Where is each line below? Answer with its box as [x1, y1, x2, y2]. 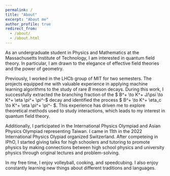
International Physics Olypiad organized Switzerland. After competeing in [5, 134, 158, 140]
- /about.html [10, 36, 40, 41]
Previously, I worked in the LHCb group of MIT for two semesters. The [5, 75, 152, 81]
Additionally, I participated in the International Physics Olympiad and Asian [5, 122, 161, 129]
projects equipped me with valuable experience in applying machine [5, 80, 148, 86]
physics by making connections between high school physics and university [5, 144, 165, 150]
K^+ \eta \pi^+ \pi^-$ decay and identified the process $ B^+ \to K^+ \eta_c [5, 97, 161, 103]
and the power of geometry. [5, 65, 64, 71]
